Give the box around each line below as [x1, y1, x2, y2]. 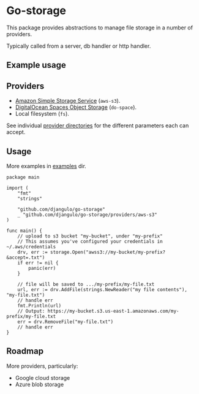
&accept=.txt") [6, 255, 45, 261]
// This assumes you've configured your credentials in [17, 238, 163, 245]
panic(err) [28, 265, 56, 271]
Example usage [6, 60, 66, 70]
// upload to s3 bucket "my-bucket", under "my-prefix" [17, 233, 163, 239]
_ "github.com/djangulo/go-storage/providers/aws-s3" [17, 212, 157, 218]
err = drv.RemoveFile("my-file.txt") [17, 319, 114, 325]
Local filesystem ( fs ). [15, 110, 69, 117]
